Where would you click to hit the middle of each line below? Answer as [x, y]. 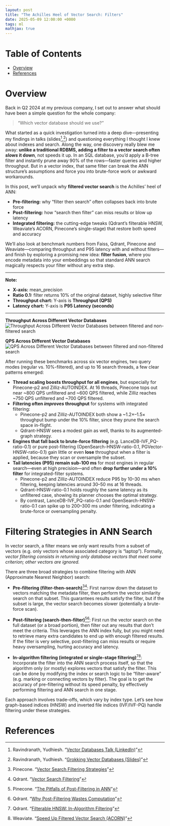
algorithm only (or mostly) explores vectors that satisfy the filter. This [84, 668]
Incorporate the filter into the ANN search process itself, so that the [83, 663]
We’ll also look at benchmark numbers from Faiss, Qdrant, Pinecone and [80, 244]
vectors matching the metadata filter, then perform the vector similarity [87, 593]
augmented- [150, 430]
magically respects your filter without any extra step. [60, 265]
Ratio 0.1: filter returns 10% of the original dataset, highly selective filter [87, 295]
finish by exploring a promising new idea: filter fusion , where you [82, 254]
